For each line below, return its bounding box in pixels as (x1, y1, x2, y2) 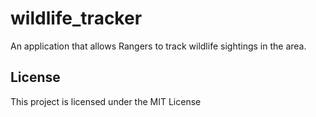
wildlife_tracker (10, 7, 143, 30)
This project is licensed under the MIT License (10, 95, 202, 107)
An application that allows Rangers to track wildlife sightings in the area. (10, 40, 307, 52)
